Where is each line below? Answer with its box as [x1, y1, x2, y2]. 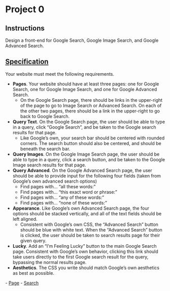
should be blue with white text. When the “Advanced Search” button [20, 226, 162, 232]
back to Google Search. [20, 113, 70, 119]
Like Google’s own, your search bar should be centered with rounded [20, 135, 165, 141]
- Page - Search [5, 280, 39, 286]
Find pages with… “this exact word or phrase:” [20, 189, 118, 195]
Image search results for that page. [12, 162, 86, 168]
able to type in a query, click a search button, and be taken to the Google [12, 156, 165, 162]
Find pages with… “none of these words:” [20, 199, 108, 206]
